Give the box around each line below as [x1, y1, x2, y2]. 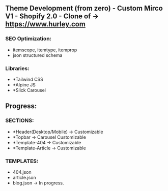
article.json [12, 174, 37, 180]
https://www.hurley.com [5, 20, 86, 28]
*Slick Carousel [12, 87, 46, 93]
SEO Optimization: [5, 35, 52, 42]
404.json [12, 169, 32, 175]
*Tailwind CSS [12, 76, 43, 82]
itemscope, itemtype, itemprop [12, 47, 77, 53]
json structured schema [12, 52, 63, 58]
